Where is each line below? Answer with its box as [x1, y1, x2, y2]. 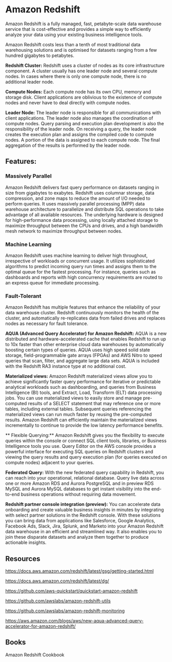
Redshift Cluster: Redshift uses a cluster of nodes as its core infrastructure [5, 62, 165, 68]
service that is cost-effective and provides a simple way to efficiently [5, 26, 151, 32]
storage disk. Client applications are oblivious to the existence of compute [5, 94, 162, 100]
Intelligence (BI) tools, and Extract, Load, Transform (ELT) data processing [5, 389, 162, 396]
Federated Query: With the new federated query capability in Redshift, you [5, 469, 164, 476]
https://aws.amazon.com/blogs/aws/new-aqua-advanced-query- [5, 618, 144, 624]
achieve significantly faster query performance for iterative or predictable [5, 379, 161, 385]
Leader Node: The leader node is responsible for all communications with [5, 109, 161, 116]
